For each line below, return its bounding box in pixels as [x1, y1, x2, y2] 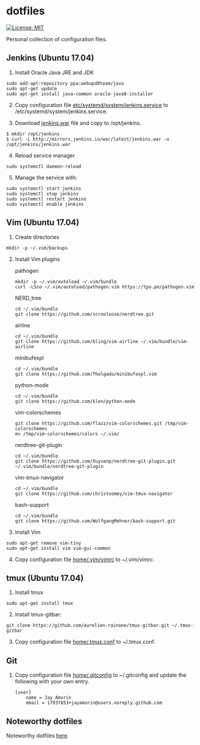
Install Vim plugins [14, 256, 60, 263]
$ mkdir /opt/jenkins [6, 130, 60, 137]
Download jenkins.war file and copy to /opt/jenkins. [14, 119, 141, 126]
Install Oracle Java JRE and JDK [14, 69, 94, 76]
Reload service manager [14, 151, 75, 159]
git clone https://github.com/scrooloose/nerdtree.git [14, 311, 155, 317]
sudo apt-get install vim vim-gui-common [6, 545, 111, 551]
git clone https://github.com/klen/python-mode [14, 398, 136, 405]
